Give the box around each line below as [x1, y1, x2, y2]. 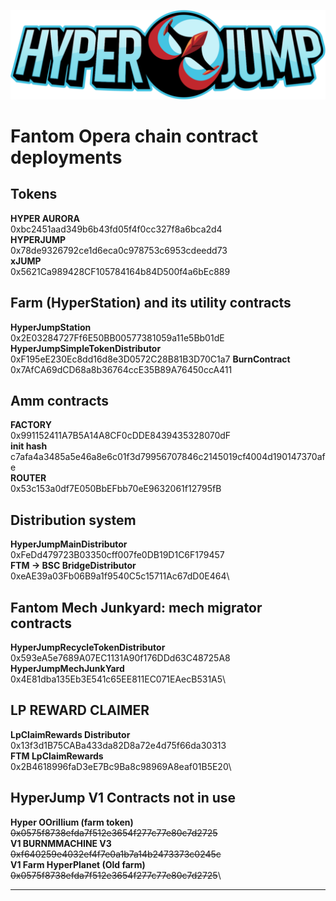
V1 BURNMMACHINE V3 [10, 837, 112, 849]
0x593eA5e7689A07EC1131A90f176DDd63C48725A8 [10, 651, 231, 664]
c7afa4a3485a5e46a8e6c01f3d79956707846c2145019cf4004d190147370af [10, 451, 326, 463]
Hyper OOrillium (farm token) [10, 816, 134, 828]
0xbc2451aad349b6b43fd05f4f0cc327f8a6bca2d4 [10, 223, 223, 235]
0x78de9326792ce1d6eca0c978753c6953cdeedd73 [10, 244, 228, 256]
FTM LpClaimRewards [10, 750, 104, 762]
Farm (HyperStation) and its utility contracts [10, 295, 292, 312]
